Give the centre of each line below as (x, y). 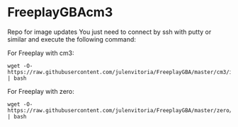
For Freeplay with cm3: (41, 53)
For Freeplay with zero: (41, 91)
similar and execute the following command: (72, 39)
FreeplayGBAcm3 (60, 12)
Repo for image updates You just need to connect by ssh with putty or (109, 32)
